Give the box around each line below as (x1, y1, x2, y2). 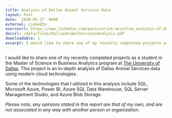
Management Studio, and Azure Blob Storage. (5, 91, 102, 97)
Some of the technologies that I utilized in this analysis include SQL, (5, 80, 148, 86)
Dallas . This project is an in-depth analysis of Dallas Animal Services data (5, 65, 160, 71)
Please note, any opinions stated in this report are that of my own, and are (5, 101, 163, 107)
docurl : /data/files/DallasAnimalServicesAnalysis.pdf (5, 31, 125, 36)
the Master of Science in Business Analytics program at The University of (5, 60, 160, 66)
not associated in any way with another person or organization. (5, 106, 140, 112)
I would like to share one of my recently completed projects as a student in (5, 54, 163, 61)
